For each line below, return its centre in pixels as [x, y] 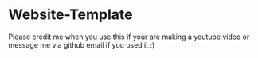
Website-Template [70, 15]
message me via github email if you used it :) [82, 44]
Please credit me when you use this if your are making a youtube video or [129, 37]
